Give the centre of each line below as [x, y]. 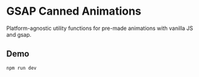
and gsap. [19, 34]
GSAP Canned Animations [74, 11]
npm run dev [21, 68]
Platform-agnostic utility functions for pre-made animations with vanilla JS [100, 28]
